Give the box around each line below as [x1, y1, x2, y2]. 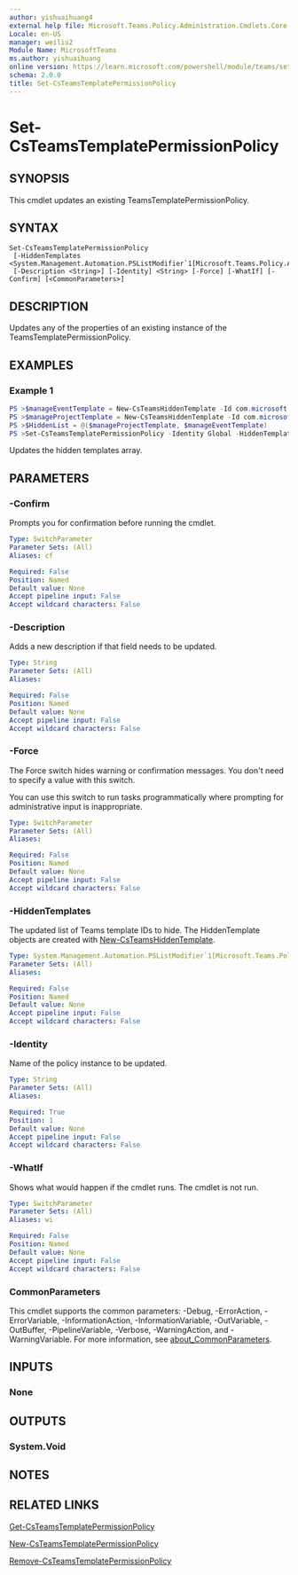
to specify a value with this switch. [9, 774, 136, 785]
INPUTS [9, 1360, 53, 1375]
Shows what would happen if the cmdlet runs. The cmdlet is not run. [9, 1181, 259, 1193]
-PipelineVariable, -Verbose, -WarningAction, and [48, 1324, 229, 1335]
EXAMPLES [9, 357, 74, 372]
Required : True [9, 1108, 66, 1117]
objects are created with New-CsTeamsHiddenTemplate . [9, 935, 216, 945]
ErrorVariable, [9, 1314, 60, 1326]
